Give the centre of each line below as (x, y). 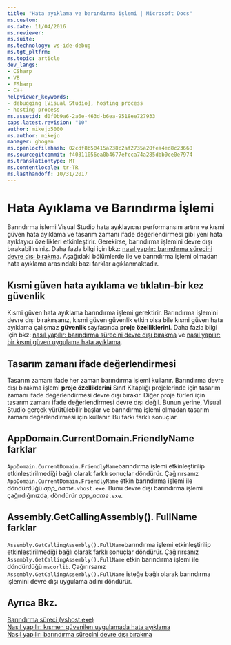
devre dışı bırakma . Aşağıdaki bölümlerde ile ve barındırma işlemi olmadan (112, 257)
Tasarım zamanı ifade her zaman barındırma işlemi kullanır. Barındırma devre (115, 381)
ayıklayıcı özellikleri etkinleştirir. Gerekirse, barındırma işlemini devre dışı (110, 241)
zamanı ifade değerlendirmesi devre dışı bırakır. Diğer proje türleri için (106, 395)
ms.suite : (21, 39)
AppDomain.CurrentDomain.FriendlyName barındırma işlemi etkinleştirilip (106, 466)
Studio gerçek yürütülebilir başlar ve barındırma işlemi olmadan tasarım (108, 410)
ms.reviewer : (26, 33)
